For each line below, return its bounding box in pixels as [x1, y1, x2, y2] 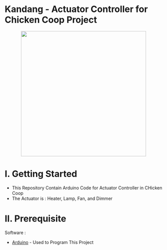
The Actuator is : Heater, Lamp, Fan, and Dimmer [11, 195, 113, 201]
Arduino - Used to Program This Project [11, 239, 93, 245]
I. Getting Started [4, 168, 77, 180]
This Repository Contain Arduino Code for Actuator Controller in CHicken [11, 184, 162, 191]
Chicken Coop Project [4, 14, 97, 26]
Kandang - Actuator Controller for [4, 4, 148, 15]
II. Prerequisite [4, 213, 66, 224]
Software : [4, 229, 26, 235]
